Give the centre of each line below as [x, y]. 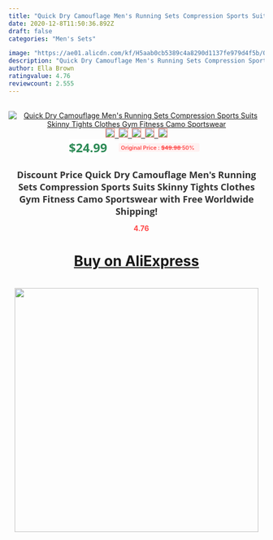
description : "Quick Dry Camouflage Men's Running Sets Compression [127, 61]
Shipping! [136, 211]
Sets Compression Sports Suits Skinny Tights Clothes [136, 187]
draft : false [30, 31]
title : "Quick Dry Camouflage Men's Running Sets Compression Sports [129, 16]
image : [19, 54]
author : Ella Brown [41, 69]
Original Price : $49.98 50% [158, 147]
